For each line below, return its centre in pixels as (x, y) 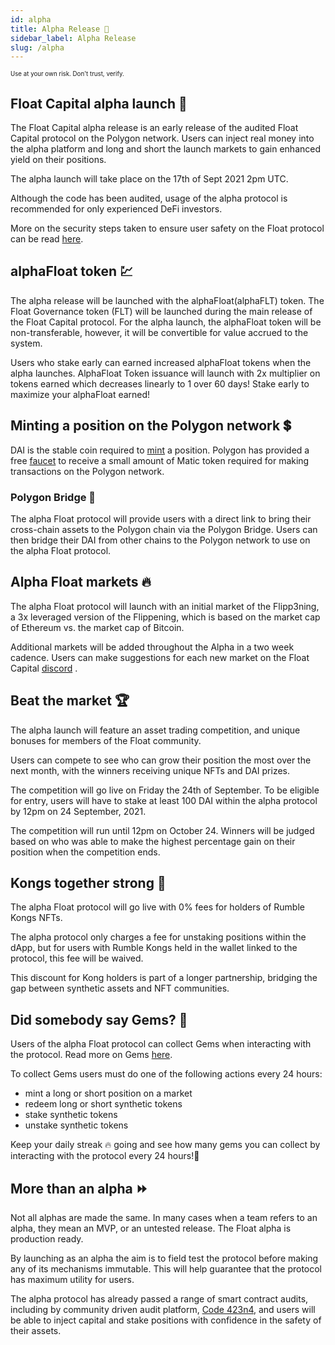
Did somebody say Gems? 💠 (99, 1019)
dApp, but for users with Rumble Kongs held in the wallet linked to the (154, 948)
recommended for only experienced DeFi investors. (116, 209)
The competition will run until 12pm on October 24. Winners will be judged (162, 830)
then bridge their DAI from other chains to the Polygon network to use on (160, 540)
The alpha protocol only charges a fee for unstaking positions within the (158, 937)
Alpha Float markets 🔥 (81, 582)
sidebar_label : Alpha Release (73, 38)
